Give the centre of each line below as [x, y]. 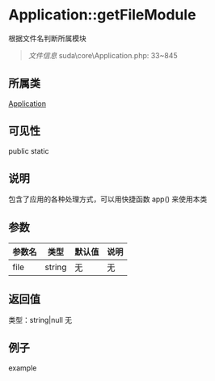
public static [29, 150]
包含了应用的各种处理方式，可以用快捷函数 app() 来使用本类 [108, 199]
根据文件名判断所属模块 [47, 38]
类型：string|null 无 [40, 320]
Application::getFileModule [102, 15]
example [23, 368]
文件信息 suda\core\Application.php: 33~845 [103, 55]
